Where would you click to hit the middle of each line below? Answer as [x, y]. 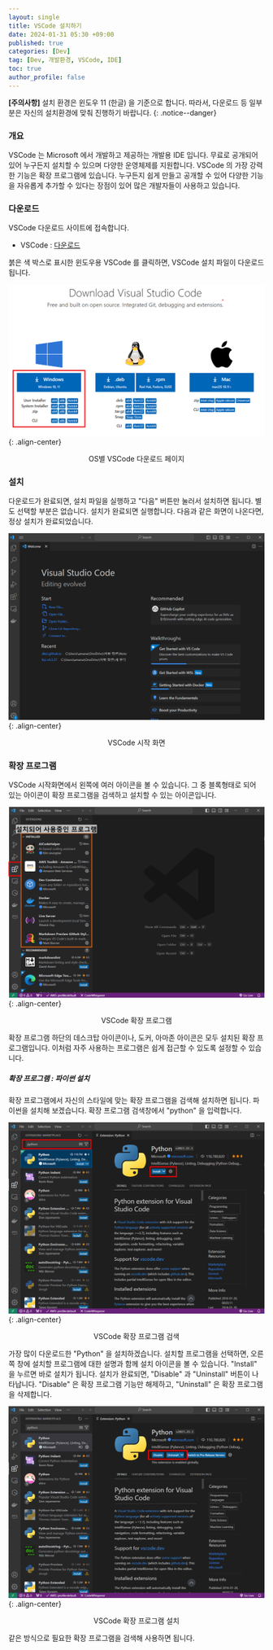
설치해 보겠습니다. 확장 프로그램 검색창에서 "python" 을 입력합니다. [136, 1110]
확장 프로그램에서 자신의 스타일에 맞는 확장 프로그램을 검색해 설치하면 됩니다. [130, 1100]
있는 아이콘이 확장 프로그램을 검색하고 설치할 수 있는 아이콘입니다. [113, 795]
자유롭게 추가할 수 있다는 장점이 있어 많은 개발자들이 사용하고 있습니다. [128, 186]
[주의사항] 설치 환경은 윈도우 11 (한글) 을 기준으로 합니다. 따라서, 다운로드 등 [128, 103]
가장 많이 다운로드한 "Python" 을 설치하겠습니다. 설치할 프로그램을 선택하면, [129, 1354]
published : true [36, 43]
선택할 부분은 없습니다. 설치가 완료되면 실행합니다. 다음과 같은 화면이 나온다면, [140, 511]
